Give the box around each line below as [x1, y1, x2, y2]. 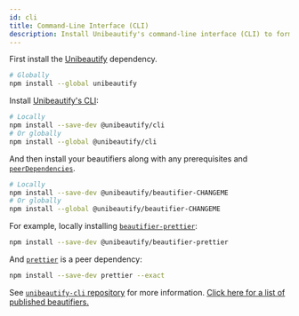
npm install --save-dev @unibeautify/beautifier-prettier [9, 238, 229, 247]
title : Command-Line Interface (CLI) [9, 21, 149, 30]
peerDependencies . [9, 162, 76, 173]
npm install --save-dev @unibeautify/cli [9, 121, 166, 130]
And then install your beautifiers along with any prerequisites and [9, 153, 248, 164]
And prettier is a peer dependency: [9, 254, 142, 265]
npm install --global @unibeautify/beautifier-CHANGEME [9, 205, 221, 214]
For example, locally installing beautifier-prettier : [9, 221, 198, 232]
